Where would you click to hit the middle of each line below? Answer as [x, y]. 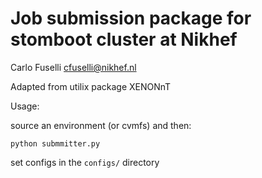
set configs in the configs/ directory [85, 162]
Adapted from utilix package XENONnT [91, 86]
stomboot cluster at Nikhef [124, 39]
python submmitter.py [55, 143]
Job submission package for [131, 18]
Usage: [25, 106]
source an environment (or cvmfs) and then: [101, 125]
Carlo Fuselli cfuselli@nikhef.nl [73, 67]
